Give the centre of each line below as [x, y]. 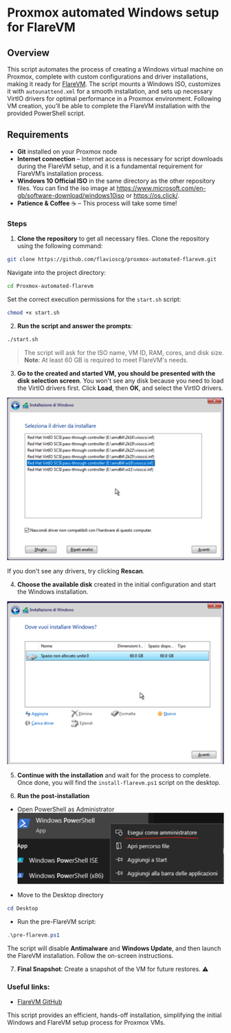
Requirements [38, 135]
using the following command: [60, 246]
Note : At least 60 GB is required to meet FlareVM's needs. [106, 360]
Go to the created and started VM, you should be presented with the [116, 373]
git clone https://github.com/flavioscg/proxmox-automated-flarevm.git [112, 260]
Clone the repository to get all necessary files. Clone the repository [113, 238]
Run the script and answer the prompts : [75, 326]
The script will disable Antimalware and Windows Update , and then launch [114, 948]
